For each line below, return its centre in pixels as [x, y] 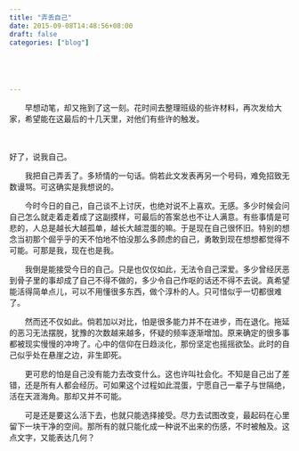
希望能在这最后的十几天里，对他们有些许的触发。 [114, 119]
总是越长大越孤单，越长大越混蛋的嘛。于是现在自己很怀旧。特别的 [161, 228]
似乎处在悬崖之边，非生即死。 [71, 355]
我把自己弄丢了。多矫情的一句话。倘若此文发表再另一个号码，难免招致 [153, 176]
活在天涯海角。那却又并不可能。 [68, 397]
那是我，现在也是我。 [79, 250]
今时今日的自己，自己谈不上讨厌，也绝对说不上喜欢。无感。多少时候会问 [157, 206]
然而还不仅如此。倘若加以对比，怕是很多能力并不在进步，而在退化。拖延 [157, 322]
